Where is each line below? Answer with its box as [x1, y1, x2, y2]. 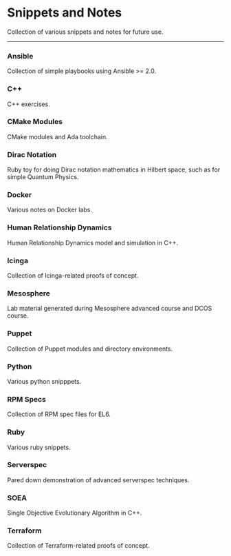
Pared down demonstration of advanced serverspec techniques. [7, 475, 190, 484]
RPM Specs [7, 394, 47, 404]
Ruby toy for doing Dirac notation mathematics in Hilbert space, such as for [7, 165, 221, 174]
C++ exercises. [7, 100, 50, 108]
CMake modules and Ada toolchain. [7, 132, 108, 141]
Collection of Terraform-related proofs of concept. [7, 542, 150, 550]
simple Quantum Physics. [7, 173, 79, 181]
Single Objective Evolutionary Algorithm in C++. [7, 508, 142, 517]
